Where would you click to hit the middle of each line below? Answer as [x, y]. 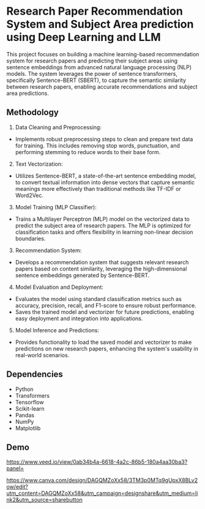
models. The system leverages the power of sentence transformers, [92, 73]
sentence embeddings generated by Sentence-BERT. [82, 275]
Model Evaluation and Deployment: [59, 287]
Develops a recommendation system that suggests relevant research [102, 262]
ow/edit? [17, 487]
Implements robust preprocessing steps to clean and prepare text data [104, 139]
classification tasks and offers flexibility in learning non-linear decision [104, 232]
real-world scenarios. [42, 355]
